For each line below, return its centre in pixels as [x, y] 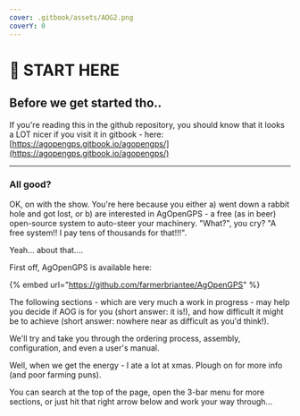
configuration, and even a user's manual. [84, 348]
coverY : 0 [28, 26]
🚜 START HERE [65, 70]
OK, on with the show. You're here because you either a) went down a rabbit [150, 204]
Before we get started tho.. [86, 103]
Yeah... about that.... [46, 250]
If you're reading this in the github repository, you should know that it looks [147, 124]
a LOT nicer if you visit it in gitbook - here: [86, 134]
